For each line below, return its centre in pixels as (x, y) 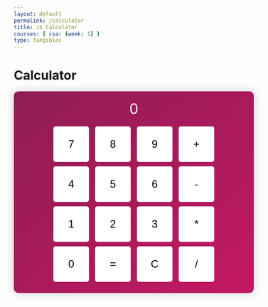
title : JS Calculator (46, 27)
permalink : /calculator (49, 21)
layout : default (38, 14)
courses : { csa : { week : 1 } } (57, 34)
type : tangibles (38, 41)
